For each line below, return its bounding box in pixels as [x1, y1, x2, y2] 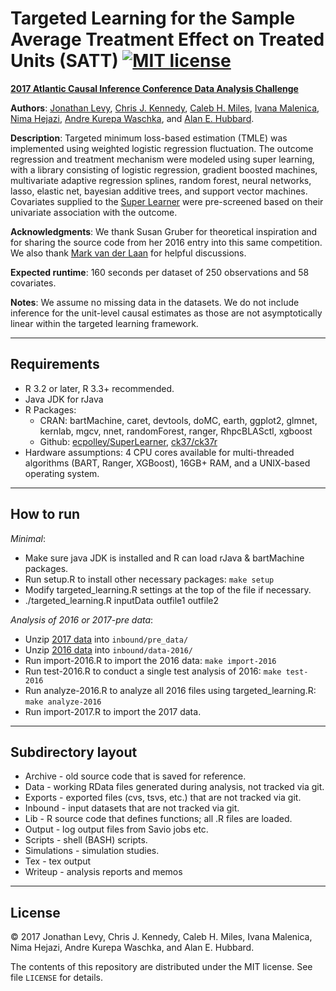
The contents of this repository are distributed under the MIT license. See [10, 961, 313, 973]
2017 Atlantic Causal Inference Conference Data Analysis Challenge [10, 82, 299, 94]
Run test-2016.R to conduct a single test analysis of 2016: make [24, 665, 282, 677]
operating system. [24, 467, 100, 479]
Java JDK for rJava [24, 393, 104, 405]
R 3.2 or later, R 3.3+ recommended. [24, 382, 175, 394]
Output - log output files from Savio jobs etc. [24, 823, 209, 836]
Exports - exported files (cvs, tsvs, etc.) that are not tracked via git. [24, 792, 302, 804]
